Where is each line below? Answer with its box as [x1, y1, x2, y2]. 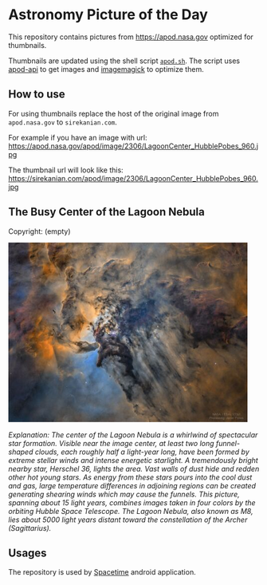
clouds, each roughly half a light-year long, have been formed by [34, 447, 249, 457]
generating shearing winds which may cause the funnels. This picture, [8, 489, 241, 499]
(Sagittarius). [8, 523, 52, 532]
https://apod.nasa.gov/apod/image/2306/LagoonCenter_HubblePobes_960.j [8, 141, 259, 151]
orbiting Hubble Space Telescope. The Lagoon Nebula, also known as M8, [8, 506, 253, 516]
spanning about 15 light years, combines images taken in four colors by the [8, 497, 257, 508]
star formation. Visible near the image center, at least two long [8, 438, 214, 448]
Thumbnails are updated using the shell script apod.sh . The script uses [8, 56, 241, 65]
